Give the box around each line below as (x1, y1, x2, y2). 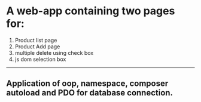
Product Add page (14, 43, 60, 50)
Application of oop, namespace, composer (6, 79, 169, 89)
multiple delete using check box (14, 49, 94, 56)
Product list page (14, 36, 57, 44)
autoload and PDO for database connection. (6, 88, 173, 98)
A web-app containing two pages (6, 4, 175, 18)
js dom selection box (14, 55, 66, 63)
